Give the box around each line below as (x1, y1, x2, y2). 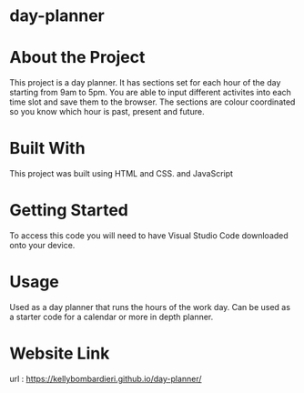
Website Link (9, 343, 110, 364)
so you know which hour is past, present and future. (9, 106, 205, 117)
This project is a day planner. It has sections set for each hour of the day (9, 77, 281, 88)
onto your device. (9, 240, 76, 250)
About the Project (9, 47, 146, 68)
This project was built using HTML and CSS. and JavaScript (9, 168, 234, 179)
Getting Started (9, 200, 129, 221)
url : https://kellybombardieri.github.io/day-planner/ (9, 373, 202, 384)
